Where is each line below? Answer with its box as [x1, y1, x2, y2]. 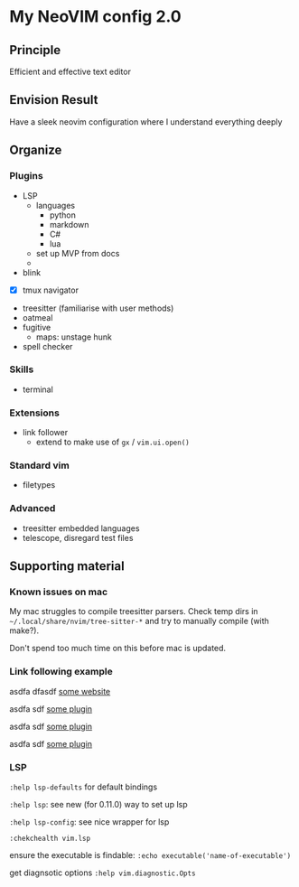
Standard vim [9, 459, 70, 472]
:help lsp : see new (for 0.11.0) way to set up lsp [9, 799, 188, 810]
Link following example [9, 666, 113, 678]
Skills [9, 363, 34, 376]
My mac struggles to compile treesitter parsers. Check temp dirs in [9, 606, 259, 617]
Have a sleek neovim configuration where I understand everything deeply [9, 116, 283, 127]
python [49, 210, 77, 220]
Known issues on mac [9, 585, 108, 598]
